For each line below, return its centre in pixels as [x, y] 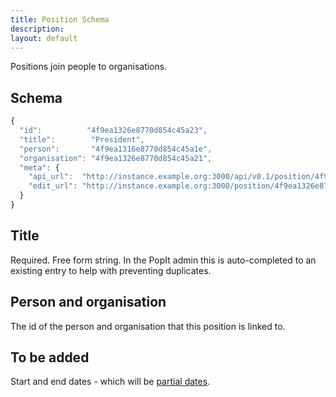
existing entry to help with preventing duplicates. [111, 270]
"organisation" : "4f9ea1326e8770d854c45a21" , [116, 158]
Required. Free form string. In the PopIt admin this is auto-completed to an [163, 260]
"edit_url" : [53, 186]
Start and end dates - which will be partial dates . [110, 382]
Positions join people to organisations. [89, 67]
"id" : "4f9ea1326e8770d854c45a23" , [113, 131]
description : [37, 29]
